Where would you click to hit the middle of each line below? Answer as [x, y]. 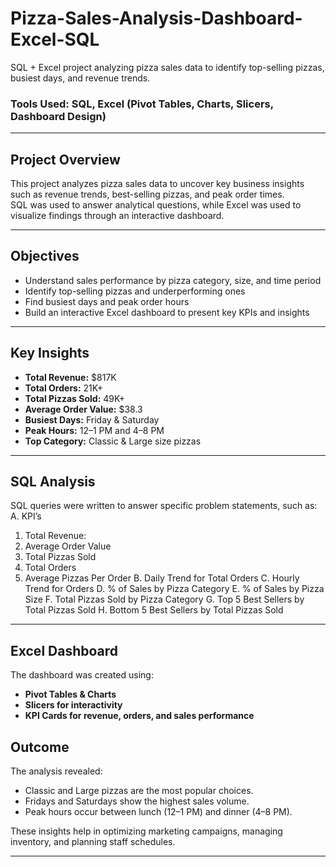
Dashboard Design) [58, 116]
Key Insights [50, 353]
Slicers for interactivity [73, 705]
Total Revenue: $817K [70, 377]
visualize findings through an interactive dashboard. [117, 216]
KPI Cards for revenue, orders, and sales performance [139, 716]
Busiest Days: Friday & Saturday [92, 419]
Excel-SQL [55, 39]
